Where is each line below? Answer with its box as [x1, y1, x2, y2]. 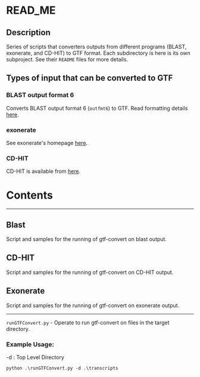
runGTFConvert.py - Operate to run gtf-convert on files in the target [6, 319, 170, 326]
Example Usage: [6, 340, 55, 348]
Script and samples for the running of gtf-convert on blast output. [6, 236, 167, 243]
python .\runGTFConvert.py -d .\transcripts [6, 365, 118, 371]
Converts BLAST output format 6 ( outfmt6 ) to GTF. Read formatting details [6, 104, 188, 112]
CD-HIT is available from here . [6, 168, 81, 175]
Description [6, 27, 51, 38]
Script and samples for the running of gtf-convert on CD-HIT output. [6, 268, 174, 276]
